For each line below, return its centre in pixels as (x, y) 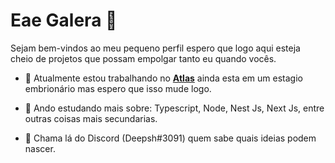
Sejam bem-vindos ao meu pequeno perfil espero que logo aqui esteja (155, 48)
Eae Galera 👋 (64, 20)
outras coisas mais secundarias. (91, 118)
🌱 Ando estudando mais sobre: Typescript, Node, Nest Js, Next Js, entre (174, 108)
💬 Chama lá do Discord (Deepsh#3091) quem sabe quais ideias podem (170, 138)
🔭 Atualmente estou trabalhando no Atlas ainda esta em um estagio (163, 78)
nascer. (40, 148)
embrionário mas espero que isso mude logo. (118, 88)
